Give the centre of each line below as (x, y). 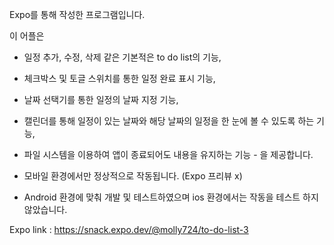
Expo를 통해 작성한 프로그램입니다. (77, 14)
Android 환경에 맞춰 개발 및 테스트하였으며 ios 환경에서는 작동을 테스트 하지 (171, 197)
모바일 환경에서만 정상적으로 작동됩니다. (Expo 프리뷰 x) (133, 176)
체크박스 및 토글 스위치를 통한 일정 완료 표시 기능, (119, 78)
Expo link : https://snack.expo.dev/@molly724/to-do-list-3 (129, 229)
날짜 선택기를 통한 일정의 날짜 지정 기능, (101, 99)
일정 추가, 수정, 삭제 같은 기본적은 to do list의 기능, (122, 57)
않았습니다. (45, 209)
